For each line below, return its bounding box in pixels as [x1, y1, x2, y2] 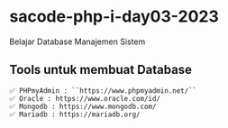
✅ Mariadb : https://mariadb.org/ [9, 110, 141, 119]
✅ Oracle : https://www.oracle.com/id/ [9, 94, 160, 103]
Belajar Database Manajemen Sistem [9, 36, 146, 47]
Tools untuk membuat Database [9, 62, 192, 78]
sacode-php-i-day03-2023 [9, 6, 219, 27]
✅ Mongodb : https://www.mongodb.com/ [9, 102, 157, 111]
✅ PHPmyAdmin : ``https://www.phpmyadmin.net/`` [9, 86, 197, 96]
